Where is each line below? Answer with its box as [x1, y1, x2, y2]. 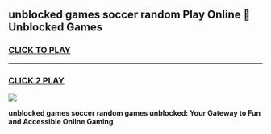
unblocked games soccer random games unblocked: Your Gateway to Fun [8, 108, 261, 117]
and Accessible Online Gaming [8, 116, 114, 126]
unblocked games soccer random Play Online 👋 [8, 8, 251, 22]
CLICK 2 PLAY [8, 75, 65, 86]
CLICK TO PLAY [8, 45, 71, 56]
